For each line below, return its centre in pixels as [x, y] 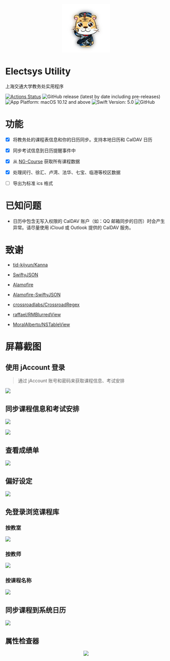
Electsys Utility [38, 72]
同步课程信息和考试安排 [42, 409]
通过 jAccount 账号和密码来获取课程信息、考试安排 [71, 381]
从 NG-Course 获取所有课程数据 [46, 161]
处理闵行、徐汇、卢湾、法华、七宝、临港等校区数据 [67, 173]
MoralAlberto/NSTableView [41, 325]
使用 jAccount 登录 [35, 367]
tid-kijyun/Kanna [30, 265]
